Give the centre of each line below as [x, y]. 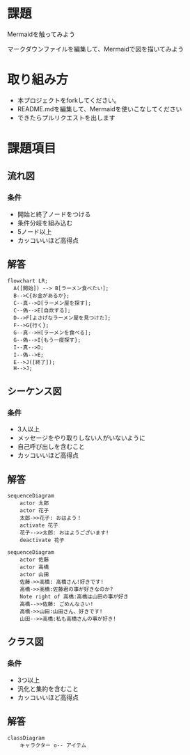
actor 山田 [34, 575]
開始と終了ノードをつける [54, 214]
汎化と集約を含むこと [48, 688]
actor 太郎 [34, 503]
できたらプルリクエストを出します [66, 118]
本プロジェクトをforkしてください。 [69, 100]
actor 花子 [34, 511]
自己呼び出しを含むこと [51, 447]
